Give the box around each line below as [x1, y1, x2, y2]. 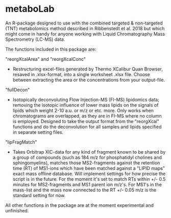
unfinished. [5, 207, 29, 213]
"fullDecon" [5, 86, 30, 92]
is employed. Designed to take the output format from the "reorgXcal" [12, 118, 160, 124]
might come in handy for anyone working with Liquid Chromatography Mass [5, 31, 165, 37]
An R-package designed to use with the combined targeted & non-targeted [5, 20, 163, 26]
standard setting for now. [12, 192, 66, 198]
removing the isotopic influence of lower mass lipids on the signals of [12, 102, 159, 108]
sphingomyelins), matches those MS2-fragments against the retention [12, 159, 160, 166]
